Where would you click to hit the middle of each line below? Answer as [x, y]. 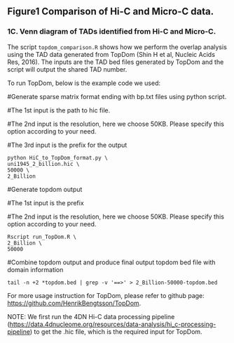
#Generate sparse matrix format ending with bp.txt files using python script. [117, 96]
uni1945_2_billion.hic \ [43, 164]
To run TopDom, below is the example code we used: [84, 83]
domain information [35, 269]
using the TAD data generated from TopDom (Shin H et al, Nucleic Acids [111, 54]
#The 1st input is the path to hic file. [59, 110]
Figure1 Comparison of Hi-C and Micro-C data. [111, 12]
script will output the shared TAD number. [67, 69]
